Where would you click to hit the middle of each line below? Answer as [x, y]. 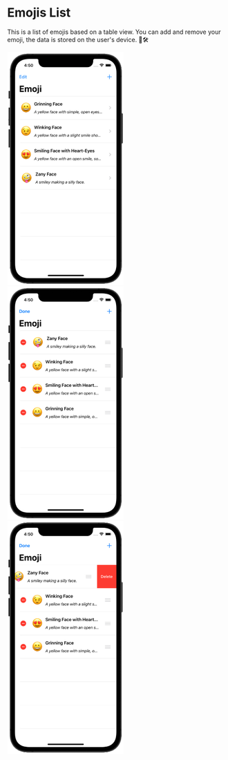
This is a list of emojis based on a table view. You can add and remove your [114, 32]
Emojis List [39, 13]
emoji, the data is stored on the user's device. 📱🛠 [78, 39]
